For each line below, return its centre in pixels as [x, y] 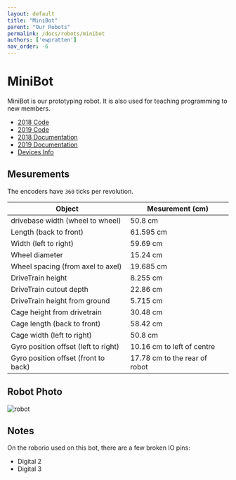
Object [67, 209]
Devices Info [35, 152]
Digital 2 [29, 462]
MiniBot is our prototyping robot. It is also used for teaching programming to [117, 101]
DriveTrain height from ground [60, 300]
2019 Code [33, 129]
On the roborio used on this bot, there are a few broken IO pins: [99, 448]
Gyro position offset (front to [58, 358]
